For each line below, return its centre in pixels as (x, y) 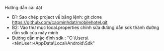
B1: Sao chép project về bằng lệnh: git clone (57, 17)
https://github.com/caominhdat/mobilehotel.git (60, 22)
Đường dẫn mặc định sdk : (39, 38)
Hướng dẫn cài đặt (24, 8)
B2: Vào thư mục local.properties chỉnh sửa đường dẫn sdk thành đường (85, 27)
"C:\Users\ (78, 38)
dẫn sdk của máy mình (35, 33)
